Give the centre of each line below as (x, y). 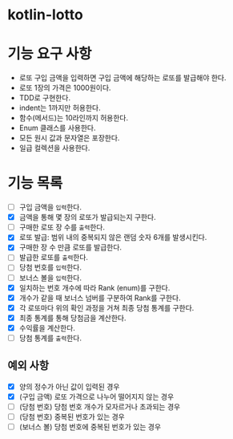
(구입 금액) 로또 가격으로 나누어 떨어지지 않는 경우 (96, 396)
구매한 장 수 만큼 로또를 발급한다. (70, 247)
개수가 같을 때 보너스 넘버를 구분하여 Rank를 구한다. (100, 298)
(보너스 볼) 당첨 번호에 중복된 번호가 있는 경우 (90, 427)
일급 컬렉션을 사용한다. (54, 148)
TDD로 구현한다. (45, 98)
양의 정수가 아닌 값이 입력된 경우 (69, 386)
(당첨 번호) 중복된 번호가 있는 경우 (72, 417)
